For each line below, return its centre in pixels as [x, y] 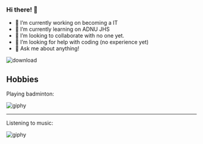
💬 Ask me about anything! [47, 48]
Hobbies [23, 79]
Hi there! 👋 [22, 10]
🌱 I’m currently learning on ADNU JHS [62, 29]
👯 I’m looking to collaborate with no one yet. [70, 36]
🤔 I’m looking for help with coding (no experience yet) [82, 42]
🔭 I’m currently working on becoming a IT [66, 23]
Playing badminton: [30, 94]
